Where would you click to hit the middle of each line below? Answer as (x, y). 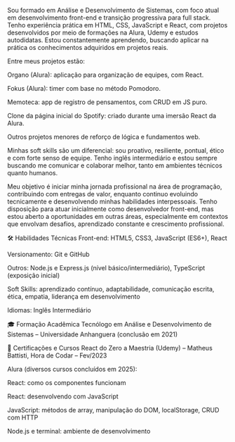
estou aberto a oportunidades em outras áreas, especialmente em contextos (118, 216)
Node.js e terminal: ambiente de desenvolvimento (79, 431)
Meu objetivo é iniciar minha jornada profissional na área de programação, (115, 187)
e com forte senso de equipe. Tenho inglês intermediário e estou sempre (112, 158)
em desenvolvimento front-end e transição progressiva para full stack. (109, 18)
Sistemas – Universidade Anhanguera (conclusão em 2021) (93, 334)
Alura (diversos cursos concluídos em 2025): (72, 369)
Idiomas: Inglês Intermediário (49, 310)
